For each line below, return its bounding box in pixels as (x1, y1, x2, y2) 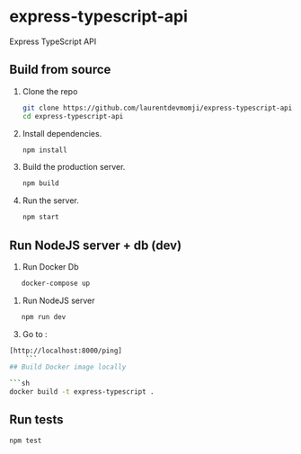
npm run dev (21, 312, 66, 321)
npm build (22, 179, 60, 188)
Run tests (9, 412, 64, 428)
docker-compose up (21, 279, 91, 288)
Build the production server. (22, 162, 126, 173)
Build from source (9, 62, 111, 77)
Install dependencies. (22, 128, 102, 138)
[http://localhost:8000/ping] (9, 346, 123, 355)
